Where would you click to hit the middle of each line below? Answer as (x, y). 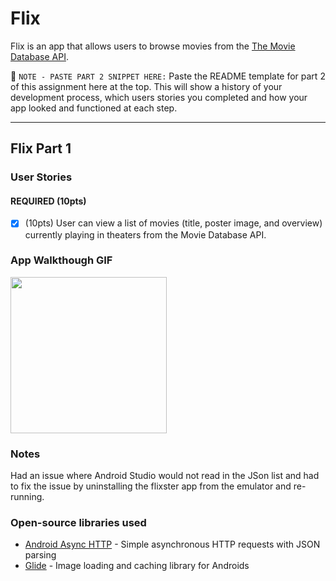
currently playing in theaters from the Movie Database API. (145, 234)
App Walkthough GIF (61, 260)
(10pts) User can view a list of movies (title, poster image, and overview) (173, 223)
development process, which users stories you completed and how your (159, 97)
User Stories (41, 177)
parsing (40, 555)
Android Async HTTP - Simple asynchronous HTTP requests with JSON (172, 544)
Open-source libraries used (78, 523)
